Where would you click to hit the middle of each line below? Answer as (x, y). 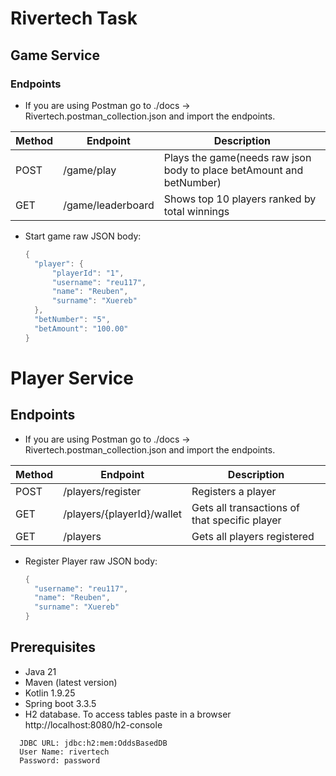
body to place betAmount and (233, 170)
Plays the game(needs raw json (237, 157)
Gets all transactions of (245, 507)
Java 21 (40, 671)
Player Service (72, 378)
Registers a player (234, 491)
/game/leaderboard (109, 205)
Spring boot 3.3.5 (60, 703)
